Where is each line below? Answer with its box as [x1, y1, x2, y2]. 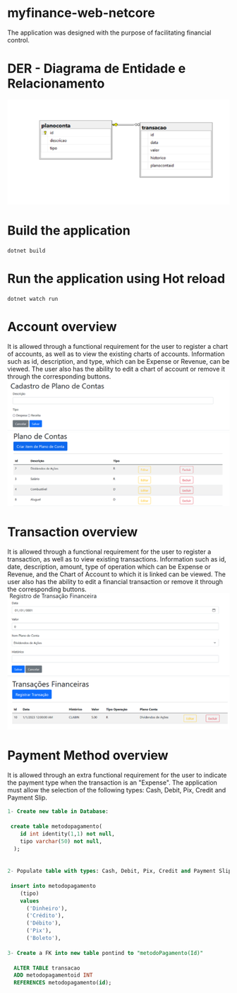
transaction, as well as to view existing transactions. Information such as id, [7, 554, 227, 563]
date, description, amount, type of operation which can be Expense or [7, 562, 211, 571]
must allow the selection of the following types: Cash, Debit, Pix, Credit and [7, 786, 226, 795]
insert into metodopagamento [10, 882, 97, 889]
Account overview [7, 319, 118, 335]
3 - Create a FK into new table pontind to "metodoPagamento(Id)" [7, 949, 203, 956]
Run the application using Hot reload [7, 270, 226, 287]
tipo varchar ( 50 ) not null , [20, 838, 102, 845]
